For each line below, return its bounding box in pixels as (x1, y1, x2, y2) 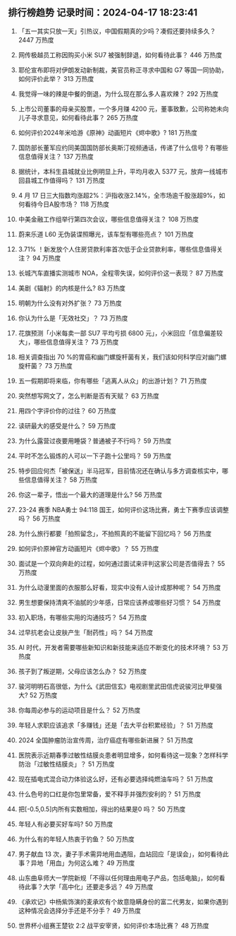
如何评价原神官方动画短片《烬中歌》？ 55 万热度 (18, 544, 159, 552)
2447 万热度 (18, 35, 55, 44)
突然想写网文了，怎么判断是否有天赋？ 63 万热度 (18, 391, 159, 400)
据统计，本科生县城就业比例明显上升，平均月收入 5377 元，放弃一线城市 (18, 167, 228, 175)
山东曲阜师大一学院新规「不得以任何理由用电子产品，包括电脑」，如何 (18, 873, 219, 882)
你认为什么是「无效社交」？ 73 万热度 (18, 314, 129, 322)
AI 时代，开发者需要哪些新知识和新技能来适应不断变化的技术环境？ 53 (18, 643, 221, 651)
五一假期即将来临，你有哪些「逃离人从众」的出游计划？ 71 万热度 (18, 377, 207, 385)
